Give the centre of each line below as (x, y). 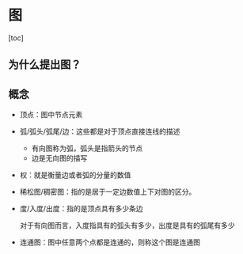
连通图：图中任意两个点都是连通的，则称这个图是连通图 (110, 242)
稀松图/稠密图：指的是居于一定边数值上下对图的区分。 (108, 192)
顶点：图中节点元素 (51, 115)
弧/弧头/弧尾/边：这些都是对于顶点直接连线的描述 (100, 131)
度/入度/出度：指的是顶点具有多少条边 (81, 209)
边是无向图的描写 (59, 158)
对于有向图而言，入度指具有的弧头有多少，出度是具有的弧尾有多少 (127, 226)
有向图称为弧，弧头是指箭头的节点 (87, 148)
